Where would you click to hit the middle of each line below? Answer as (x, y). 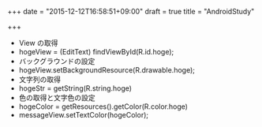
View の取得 (38, 43)
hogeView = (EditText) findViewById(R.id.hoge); (96, 52)
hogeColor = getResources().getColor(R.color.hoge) (103, 106)
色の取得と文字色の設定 (57, 97)
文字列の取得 (39, 79)
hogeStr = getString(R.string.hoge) (75, 88)
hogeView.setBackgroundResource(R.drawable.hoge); (107, 70)
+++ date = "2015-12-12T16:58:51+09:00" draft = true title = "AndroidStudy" (131, 11)
